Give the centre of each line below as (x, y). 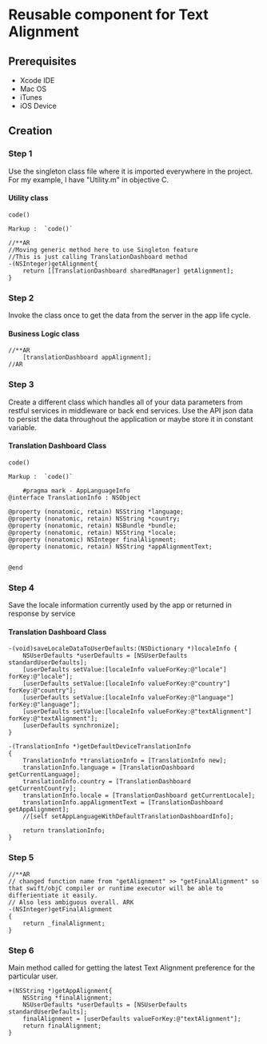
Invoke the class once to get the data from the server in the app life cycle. (130, 315)
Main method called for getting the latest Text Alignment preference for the (132, 967)
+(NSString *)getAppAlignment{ (60, 990)
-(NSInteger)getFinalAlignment (60, 909)
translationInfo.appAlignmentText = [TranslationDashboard (123, 803)
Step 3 (21, 385)
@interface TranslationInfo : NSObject (75, 497)
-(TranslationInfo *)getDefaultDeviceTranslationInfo (100, 747)
